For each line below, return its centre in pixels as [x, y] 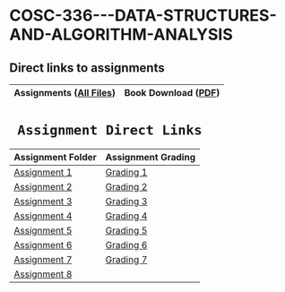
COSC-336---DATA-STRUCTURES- [143, 16]
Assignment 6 [43, 245]
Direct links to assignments [87, 68]
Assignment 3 [43, 201]
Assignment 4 [43, 216]
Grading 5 [126, 230]
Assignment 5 [43, 230]
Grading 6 [126, 245]
